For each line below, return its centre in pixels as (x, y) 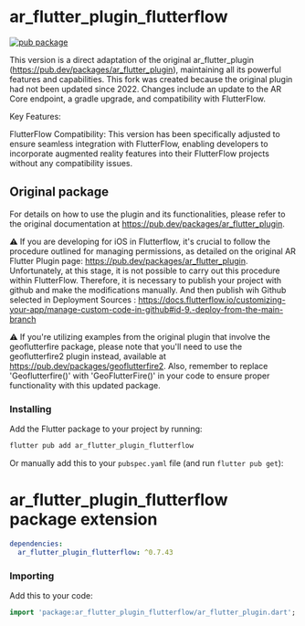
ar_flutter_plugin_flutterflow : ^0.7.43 (95, 552)
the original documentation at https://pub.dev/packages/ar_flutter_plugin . (147, 223)
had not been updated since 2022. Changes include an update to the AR (145, 89)
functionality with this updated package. (85, 385)
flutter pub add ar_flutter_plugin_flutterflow (102, 446)
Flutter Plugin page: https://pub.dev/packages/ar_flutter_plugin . (129, 260)
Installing (31, 408)
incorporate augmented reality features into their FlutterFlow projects (139, 154)
